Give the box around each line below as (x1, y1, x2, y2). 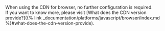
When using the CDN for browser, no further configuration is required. (5, 4, 153, 10)
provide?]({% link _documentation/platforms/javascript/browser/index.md (5, 15, 160, 20)
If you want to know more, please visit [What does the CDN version (5, 9, 147, 15)
